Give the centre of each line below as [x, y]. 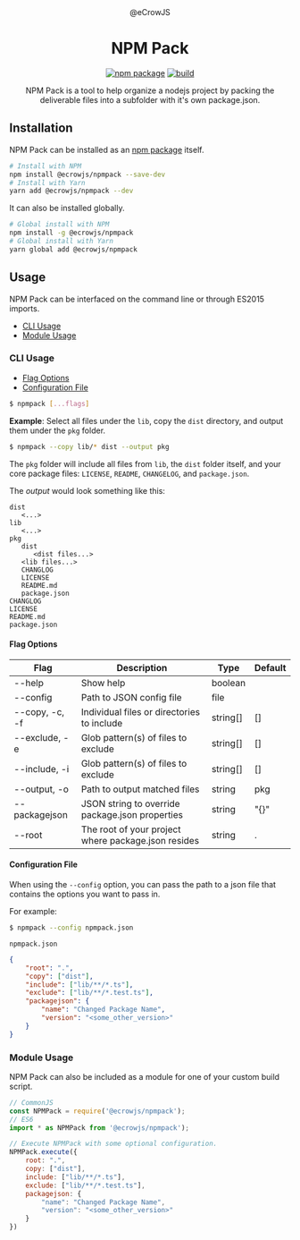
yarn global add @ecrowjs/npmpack [74, 249]
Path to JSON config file [131, 697]
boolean [229, 683]
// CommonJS [31, 1102]
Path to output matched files [140, 789]
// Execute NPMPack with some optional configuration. [113, 1144]
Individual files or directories [141, 711]
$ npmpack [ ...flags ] [50, 403]
